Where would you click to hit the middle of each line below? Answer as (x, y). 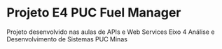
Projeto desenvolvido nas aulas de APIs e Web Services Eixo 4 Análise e (111, 32)
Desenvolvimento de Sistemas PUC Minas (67, 39)
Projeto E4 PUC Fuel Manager (94, 13)
